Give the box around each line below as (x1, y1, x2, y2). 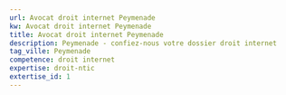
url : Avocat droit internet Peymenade (9, 13, 156, 23)
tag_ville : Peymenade (9, 47, 91, 56)
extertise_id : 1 (9, 72, 71, 81)
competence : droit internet (9, 55, 116, 64)
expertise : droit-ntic (9, 64, 95, 73)
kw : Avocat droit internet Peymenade (9, 22, 152, 31)
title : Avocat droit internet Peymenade (9, 30, 165, 39)
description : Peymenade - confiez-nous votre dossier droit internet (9, 38, 278, 48)
